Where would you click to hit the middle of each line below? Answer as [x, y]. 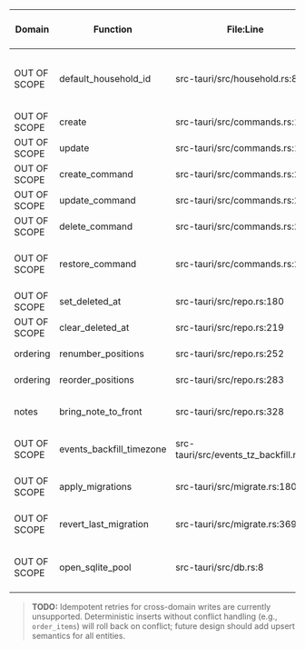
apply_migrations [95, 487]
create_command [96, 174]
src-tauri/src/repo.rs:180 [230, 301]
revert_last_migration [104, 524]
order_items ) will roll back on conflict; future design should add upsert [163, 626]
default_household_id [105, 79]
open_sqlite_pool [95, 567]
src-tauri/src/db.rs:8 [220, 567]
